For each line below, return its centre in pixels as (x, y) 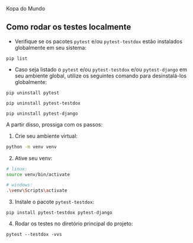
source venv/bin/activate (38, 174)
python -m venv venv (32, 147)
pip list (17, 59)
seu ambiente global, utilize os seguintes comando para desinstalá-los (101, 76)
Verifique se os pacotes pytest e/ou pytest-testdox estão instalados (98, 41)
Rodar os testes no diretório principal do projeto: (74, 223)
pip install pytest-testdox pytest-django (59, 213)
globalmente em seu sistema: (51, 47)
